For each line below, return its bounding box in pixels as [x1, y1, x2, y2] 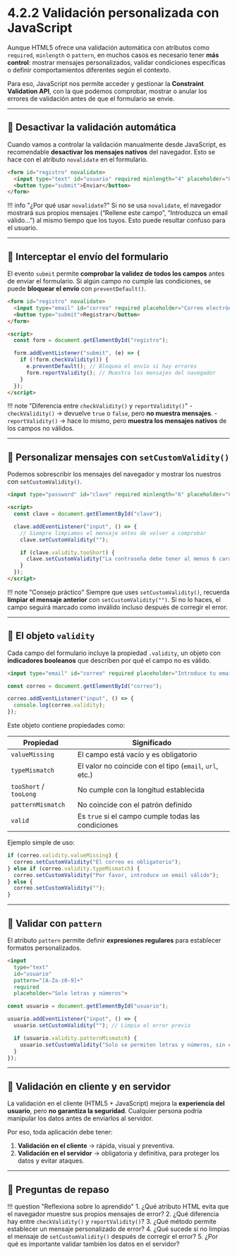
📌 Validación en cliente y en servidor [7, 1080, 171, 1092]
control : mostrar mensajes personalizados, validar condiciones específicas [7, 58, 226, 66]
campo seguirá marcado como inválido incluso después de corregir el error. [7, 603, 228, 611]
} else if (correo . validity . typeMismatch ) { [7, 865, 140, 872]
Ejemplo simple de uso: [7, 838, 75, 847]
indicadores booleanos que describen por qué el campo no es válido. [7, 656, 212, 664]
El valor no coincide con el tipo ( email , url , [77, 761, 219, 771]
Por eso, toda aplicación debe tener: [7, 1128, 113, 1137]
